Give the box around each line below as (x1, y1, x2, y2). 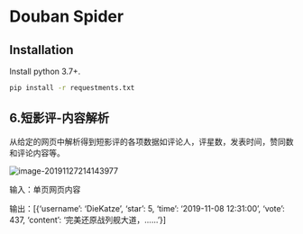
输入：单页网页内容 (9, 184, 81, 194)
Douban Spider (9, 6, 124, 27)
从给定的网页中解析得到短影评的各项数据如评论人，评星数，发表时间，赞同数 (9, 136, 294, 147)
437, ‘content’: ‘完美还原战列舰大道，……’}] (9, 214, 167, 225)
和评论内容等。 (9, 147, 65, 158)
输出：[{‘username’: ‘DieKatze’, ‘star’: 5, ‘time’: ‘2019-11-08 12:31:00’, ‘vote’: (9, 202, 286, 213)
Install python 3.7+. (9, 66, 81, 76)
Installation (9, 42, 74, 58)
